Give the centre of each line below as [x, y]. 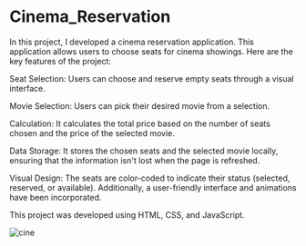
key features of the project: [61, 61]
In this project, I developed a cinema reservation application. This [132, 42]
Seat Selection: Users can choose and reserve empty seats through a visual [152, 78]
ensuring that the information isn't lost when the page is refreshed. [135, 160]
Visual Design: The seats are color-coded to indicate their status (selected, [150, 178]
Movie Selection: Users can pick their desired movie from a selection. [140, 105]
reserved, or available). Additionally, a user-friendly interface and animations [153, 187]
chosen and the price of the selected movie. [92, 133]
